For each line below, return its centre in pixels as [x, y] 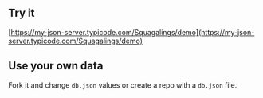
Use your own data [56, 66]
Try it [22, 13]
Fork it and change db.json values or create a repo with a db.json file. [123, 85]
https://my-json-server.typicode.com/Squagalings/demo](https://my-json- [133, 32]
